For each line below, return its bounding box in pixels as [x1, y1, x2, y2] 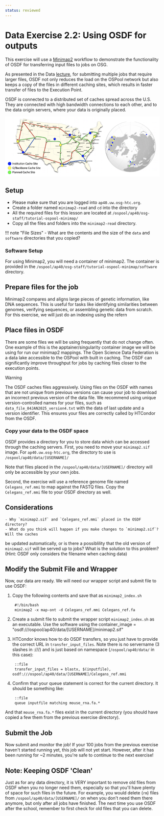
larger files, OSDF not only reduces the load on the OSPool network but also [5, 76, 159, 82]
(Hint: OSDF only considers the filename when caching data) [5, 550, 127, 557]
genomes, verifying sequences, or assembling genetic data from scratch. [5, 306, 153, 312]
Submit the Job [5, 729, 53, 737]
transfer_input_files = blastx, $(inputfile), [14, 667, 111, 672]
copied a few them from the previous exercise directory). [5, 714, 120, 720]
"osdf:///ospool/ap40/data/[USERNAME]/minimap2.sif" [12, 626, 124, 633]
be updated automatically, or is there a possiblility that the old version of [5, 540, 151, 546]
